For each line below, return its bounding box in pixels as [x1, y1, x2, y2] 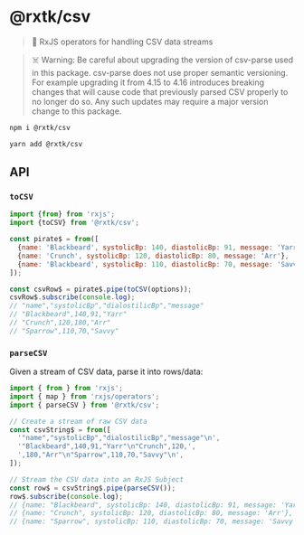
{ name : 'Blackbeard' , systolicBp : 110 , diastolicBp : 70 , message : [17, 259, 273, 268]
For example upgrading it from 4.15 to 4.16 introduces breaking [31, 77, 265, 88]
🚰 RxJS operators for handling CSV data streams [31, 36, 214, 47]
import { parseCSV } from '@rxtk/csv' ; [9, 400, 160, 409]
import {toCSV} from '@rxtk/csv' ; [9, 219, 140, 228]
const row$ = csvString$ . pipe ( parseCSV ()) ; [9, 483, 176, 493]
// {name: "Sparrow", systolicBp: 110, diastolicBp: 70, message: [9, 517, 265, 526]
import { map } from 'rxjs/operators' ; [9, 391, 160, 401]
